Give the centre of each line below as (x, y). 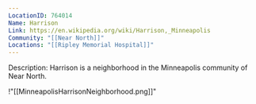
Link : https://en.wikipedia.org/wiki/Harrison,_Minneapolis (110, 30)
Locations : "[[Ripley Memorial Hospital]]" (81, 45)
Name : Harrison (33, 23)
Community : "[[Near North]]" (56, 38)
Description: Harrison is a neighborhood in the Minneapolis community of (128, 67)
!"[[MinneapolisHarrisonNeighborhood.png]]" (82, 91)
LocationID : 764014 (40, 15)
